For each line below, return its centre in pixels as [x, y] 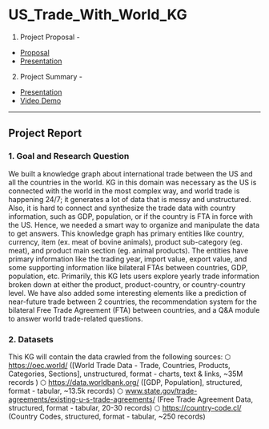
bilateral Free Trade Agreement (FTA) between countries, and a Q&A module [134, 310]
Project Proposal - [50, 37]
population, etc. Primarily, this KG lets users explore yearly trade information [134, 276]
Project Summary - [51, 76]
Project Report [45, 134]
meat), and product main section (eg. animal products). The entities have [128, 250]
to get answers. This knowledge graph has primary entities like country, [126, 233]
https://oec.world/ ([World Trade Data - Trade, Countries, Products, [119, 365]
